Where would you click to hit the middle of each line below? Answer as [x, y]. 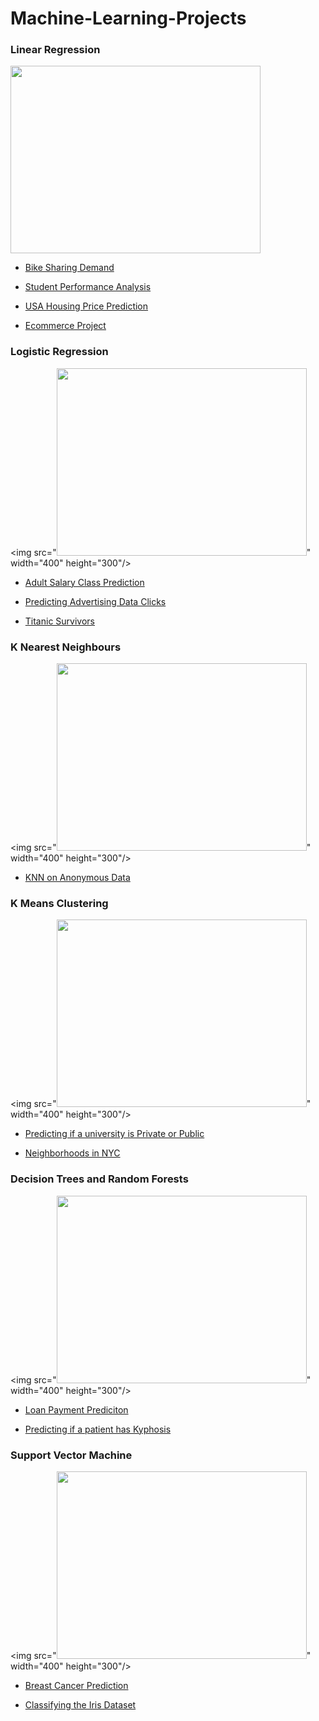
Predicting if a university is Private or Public [114, 1134]
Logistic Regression [59, 352]
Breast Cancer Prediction [76, 1685]
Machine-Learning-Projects [128, 18]
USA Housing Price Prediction [86, 306]
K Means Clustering [59, 903]
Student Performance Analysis [88, 287]
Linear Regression [55, 50]
